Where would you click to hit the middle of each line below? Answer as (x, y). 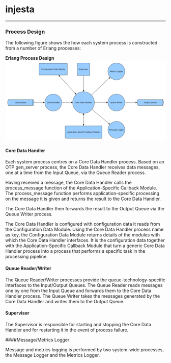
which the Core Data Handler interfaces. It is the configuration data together (85, 240)
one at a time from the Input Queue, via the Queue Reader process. (76, 173)
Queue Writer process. (29, 214)
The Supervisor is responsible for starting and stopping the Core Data (78, 324)
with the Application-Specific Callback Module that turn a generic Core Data (85, 246)
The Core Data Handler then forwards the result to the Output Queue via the (85, 209)
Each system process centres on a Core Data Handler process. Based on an (85, 162)
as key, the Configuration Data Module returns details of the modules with (83, 235)
